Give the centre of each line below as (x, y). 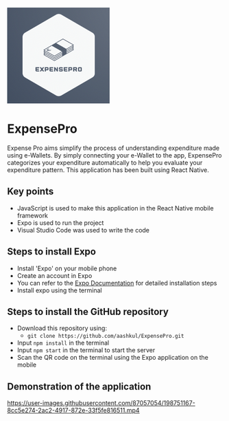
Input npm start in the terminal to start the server (86, 350)
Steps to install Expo (51, 252)
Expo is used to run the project (60, 223)
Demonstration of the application (79, 386)
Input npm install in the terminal (63, 343)
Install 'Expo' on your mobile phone (67, 268)
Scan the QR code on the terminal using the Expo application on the (113, 358)
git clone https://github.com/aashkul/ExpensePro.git (106, 336)
